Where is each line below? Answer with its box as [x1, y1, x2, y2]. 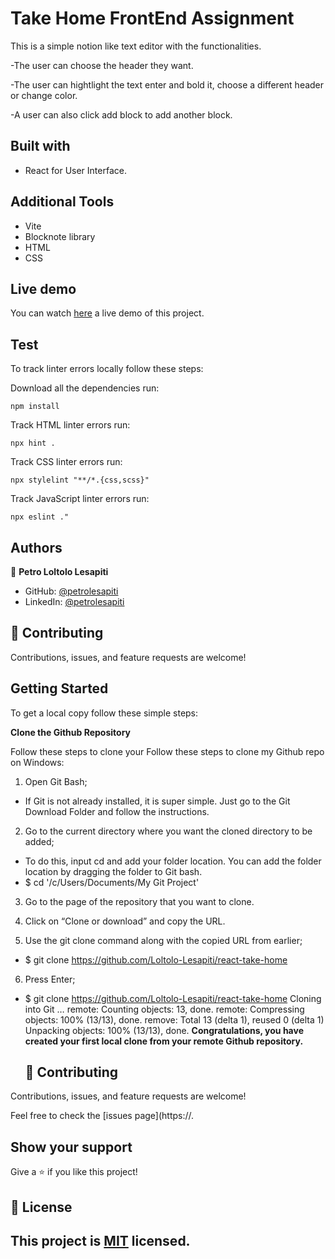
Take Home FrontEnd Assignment [10, 7, 295, 30]
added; [24, 835, 55, 847]
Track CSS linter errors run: [10, 456, 123, 468]
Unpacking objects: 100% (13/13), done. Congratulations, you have [24, 1024, 304, 1036]
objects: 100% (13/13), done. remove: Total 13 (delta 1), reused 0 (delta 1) [24, 1013, 325, 1026]
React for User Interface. [24, 164, 127, 176]
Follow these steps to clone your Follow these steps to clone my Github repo [10, 745, 325, 757]
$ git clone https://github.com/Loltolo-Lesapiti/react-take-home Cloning [24, 992, 322, 1004]
